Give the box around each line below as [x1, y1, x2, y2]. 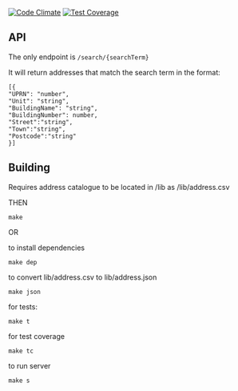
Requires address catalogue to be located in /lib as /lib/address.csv [8, 182, 230, 191]
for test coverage [8, 331, 65, 341]
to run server [8, 361, 51, 370]
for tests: [8, 301, 38, 312]
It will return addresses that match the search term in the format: [8, 67, 221, 77]
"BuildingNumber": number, [8, 111, 98, 119]
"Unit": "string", [8, 97, 69, 105]
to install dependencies [8, 243, 85, 252]
